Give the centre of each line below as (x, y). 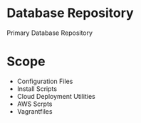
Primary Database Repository (50, 33)
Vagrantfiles (35, 111)
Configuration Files (45, 81)
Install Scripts (37, 89)
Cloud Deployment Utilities (56, 96)
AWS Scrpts (35, 104)
